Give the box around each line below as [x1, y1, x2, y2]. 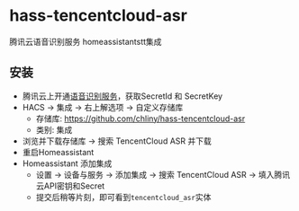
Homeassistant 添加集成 [22, 158, 113, 169]
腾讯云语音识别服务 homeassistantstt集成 [9, 36, 162, 47]
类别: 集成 [35, 124, 73, 135]
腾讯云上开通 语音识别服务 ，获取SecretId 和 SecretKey [22, 91, 223, 101]
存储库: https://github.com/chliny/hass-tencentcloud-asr [35, 113, 246, 124]
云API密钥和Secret [35, 180, 105, 191]
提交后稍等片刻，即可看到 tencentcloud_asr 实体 [35, 191, 212, 202]
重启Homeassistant [22, 146, 95, 157]
